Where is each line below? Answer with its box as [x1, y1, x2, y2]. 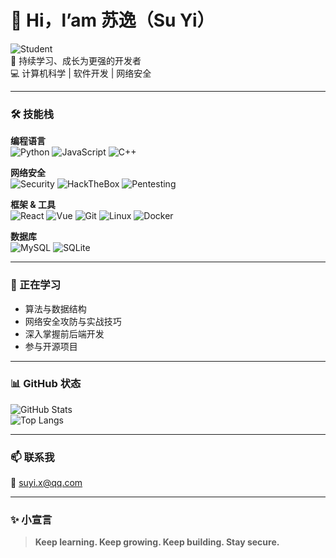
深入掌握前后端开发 [24, 327, 105, 340]
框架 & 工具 [10, 199, 57, 211]
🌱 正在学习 [10, 278, 62, 292]
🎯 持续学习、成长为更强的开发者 [10, 54, 142, 66]
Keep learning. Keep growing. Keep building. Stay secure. [34, 536, 280, 548]
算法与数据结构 [24, 302, 87, 315]
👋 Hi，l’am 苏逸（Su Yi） [10, 9, 215, 32]
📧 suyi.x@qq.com [10, 477, 83, 489]
